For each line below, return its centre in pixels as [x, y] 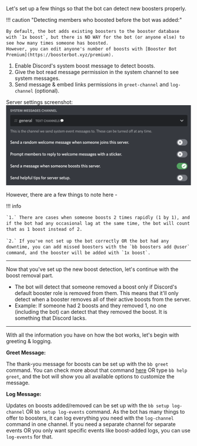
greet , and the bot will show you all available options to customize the [90, 377]
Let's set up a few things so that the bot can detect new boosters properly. [96, 9]
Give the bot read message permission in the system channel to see [96, 72]
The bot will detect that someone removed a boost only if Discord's [96, 287]
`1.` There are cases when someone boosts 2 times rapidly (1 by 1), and [98, 218]
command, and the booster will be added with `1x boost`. [78, 253]
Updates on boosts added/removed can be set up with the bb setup [88, 405]
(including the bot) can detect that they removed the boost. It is [91, 312]
